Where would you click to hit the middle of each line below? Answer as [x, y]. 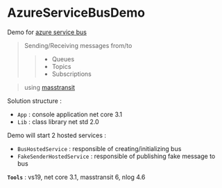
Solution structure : [35, 101]
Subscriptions [72, 74]
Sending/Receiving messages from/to [78, 45]
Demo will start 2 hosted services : [57, 135]
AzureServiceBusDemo [76, 13]
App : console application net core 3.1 [70, 114]
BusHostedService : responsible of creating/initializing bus [99, 148]
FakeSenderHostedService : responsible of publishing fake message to [116, 156]
